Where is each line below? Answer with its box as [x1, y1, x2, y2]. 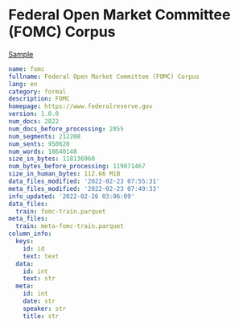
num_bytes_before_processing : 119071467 [8, 163, 146, 171]
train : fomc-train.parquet [15, 207, 106, 215]
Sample [8, 49, 34, 59]
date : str [23, 297, 56, 305]
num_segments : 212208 [8, 132, 81, 140]
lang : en [8, 80, 38, 88]
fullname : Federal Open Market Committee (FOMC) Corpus [8, 72, 200, 81]
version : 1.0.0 [8, 110, 60, 118]
